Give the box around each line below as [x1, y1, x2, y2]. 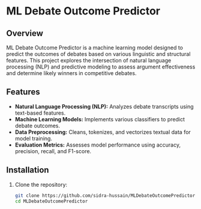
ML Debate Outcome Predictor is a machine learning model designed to [6, 44, 183, 51]
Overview [6, 28, 44, 38]
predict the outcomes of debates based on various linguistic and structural [6, 50, 191, 58]
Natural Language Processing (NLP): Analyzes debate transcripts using [14, 103, 194, 110]
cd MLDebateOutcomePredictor [14, 198, 88, 204]
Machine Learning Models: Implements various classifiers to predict [14, 115, 185, 123]
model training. [14, 135, 53, 142]
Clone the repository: [14, 181, 68, 188]
